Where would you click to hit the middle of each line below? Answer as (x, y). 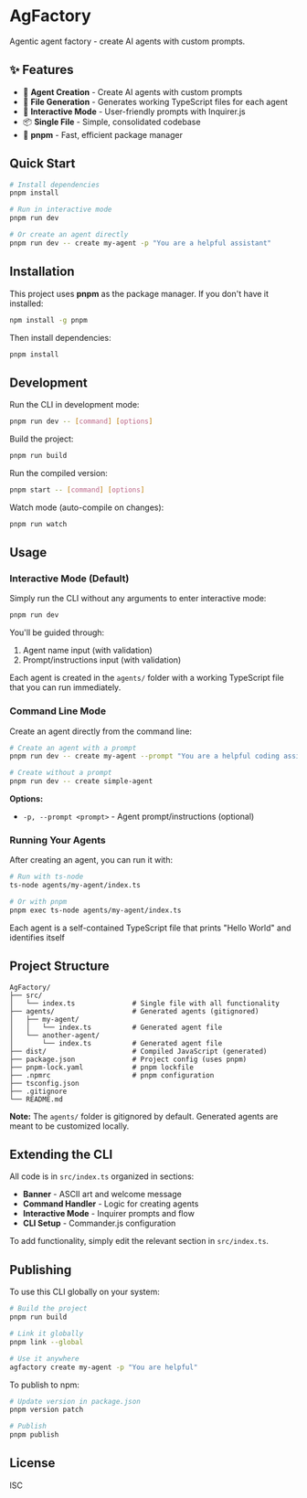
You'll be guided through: (57, 632)
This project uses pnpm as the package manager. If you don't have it (139, 293)
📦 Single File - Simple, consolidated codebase (111, 122)
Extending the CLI (61, 1155)
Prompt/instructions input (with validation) (102, 660)
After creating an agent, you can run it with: (91, 860)
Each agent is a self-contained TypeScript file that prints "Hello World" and (150, 928)
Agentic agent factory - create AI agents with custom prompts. (127, 41)
